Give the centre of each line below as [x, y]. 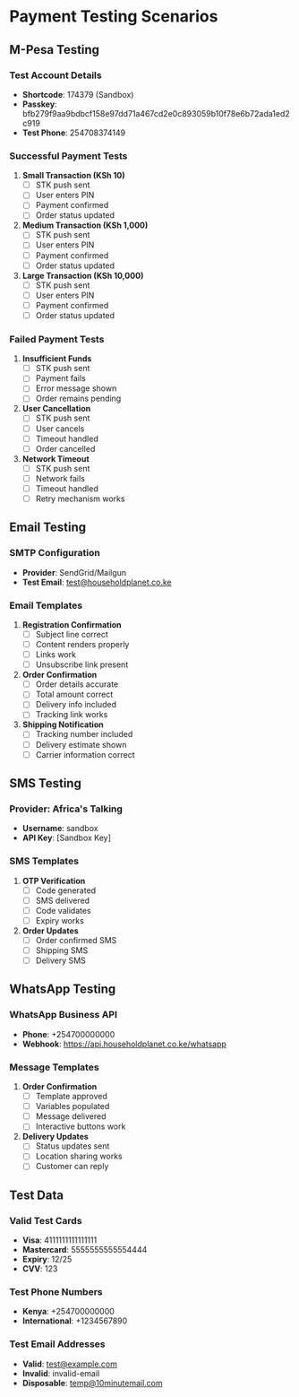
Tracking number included [84, 734]
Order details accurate [77, 684]
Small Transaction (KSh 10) [73, 176]
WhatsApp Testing [63, 989]
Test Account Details [56, 75]
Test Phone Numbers [56, 1292]
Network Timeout [56, 458]
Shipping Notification [63, 725]
